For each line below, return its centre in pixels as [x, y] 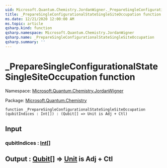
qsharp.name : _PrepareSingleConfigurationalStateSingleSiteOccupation [80, 38]
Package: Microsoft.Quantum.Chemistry [46, 100]
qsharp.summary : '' [25, 42]
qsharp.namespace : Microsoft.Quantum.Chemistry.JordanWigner [70, 33]
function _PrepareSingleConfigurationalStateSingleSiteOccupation [75, 110]
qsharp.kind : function [29, 28]
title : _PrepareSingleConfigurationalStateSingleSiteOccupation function [83, 14]
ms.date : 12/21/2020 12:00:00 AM [40, 19]
